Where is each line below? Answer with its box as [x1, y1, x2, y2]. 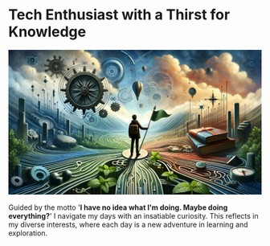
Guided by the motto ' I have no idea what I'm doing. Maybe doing [8, 203, 228, 212]
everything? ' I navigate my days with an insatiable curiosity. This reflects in [8, 211, 259, 220]
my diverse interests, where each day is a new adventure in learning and [8, 219, 248, 229]
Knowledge [8, 23, 87, 41]
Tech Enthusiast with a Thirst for [8, 6, 231, 24]
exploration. [8, 228, 48, 238]
